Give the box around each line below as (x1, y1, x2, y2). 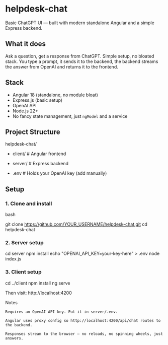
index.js (5, 256, 22, 262)
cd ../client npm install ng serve (5, 280, 70, 286)
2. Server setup (5, 239, 44, 246)
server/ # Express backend (12, 161, 69, 167)
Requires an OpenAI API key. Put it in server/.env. (5, 309, 118, 314)
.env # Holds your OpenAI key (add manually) (12, 170, 107, 176)
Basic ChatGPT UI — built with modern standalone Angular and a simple (5, 20, 154, 26)
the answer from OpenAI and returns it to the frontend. (5, 63, 118, 70)
